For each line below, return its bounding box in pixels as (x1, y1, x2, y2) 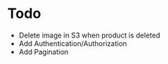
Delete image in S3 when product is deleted (18, 30, 161, 40)
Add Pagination (18, 47, 69, 56)
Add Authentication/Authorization (18, 38, 127, 48)
